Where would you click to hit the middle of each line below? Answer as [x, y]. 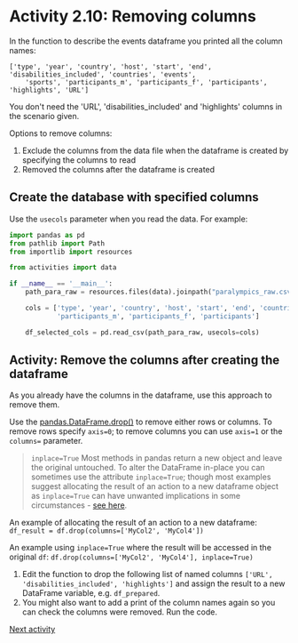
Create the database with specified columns [134, 197]
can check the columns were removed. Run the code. [119, 612]
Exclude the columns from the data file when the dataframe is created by [155, 150]
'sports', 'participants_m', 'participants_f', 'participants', [146, 82]
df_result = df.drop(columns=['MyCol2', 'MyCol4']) [106, 531]
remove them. [35, 405]
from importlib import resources [71, 252]
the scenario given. [44, 116]
